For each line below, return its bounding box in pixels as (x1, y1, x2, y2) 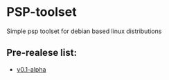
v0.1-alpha (16, 65, 46, 73)
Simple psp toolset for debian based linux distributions (6, 27, 162, 35)
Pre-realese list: (6, 47, 78, 59)
